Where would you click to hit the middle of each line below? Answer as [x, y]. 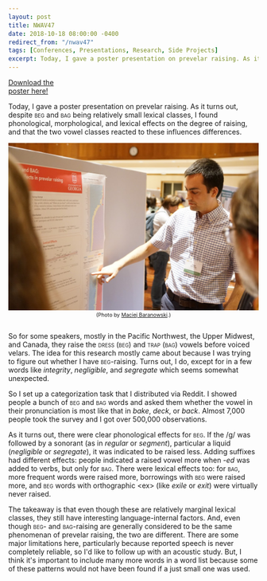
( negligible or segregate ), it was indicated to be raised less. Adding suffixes [132, 451]
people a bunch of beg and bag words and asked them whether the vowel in [130, 402]
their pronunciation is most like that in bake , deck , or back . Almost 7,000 [126, 410]
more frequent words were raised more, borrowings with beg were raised [127, 477]
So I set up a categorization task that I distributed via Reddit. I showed [122, 394]
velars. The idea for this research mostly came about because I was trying [130, 353]
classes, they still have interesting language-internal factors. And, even [124, 517]
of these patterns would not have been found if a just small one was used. [129, 568]
